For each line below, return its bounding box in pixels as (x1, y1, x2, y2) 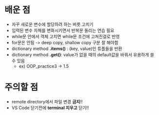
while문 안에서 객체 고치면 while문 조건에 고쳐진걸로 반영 (11, 33, 120, 39)
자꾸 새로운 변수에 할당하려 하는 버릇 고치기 (11, 21, 94, 27)
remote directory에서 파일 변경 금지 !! (11, 99, 83, 104)
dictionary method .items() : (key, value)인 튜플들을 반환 (11, 46, 123, 51)
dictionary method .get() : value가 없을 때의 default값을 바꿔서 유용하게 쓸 (11, 51, 154, 57)
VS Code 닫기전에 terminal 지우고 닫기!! (11, 105, 89, 111)
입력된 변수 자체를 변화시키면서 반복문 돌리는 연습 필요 (11, 27, 115, 33)
